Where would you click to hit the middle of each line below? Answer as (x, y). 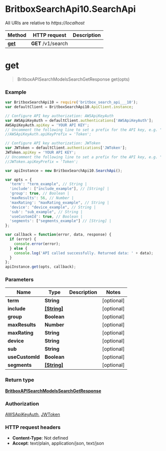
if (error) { (23, 239)
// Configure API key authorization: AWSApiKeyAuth (59, 116)
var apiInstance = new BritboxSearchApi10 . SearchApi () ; (64, 170)
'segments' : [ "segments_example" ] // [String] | (61, 221)
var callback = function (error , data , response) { (58, 235)
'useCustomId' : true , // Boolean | (46, 217)
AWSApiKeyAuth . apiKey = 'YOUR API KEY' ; (47, 125)
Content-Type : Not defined (40, 438)
